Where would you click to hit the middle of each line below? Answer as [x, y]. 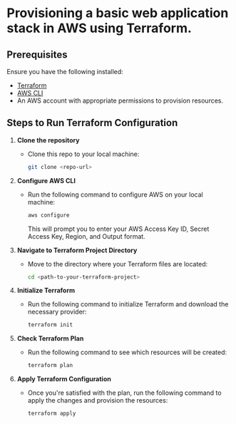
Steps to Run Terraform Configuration [92, 123]
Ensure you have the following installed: [65, 72]
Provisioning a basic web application [118, 13]
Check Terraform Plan [50, 338]
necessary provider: [57, 312]
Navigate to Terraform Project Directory [77, 250]
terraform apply [52, 414]
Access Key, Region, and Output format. [86, 236]
